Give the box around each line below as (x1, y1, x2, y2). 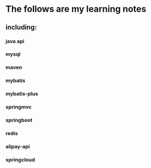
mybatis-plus (5, 90, 38, 97)
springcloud (5, 156, 35, 163)
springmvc (5, 104, 32, 111)
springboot (5, 117, 33, 124)
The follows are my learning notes (5, 3, 147, 15)
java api (5, 38, 24, 45)
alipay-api (5, 143, 30, 150)
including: (5, 23, 37, 31)
